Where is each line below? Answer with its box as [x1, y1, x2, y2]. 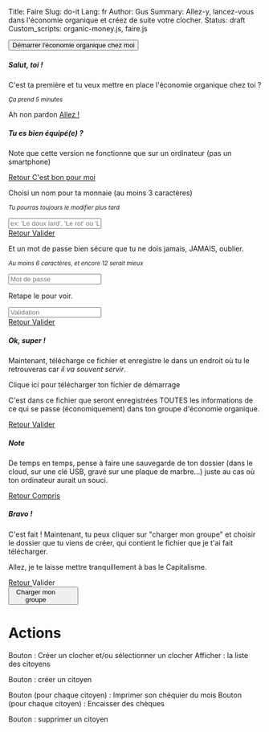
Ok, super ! [8, 335, 46, 345]
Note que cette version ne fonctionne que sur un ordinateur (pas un [8, 148, 232, 157]
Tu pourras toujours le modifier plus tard [8, 203, 120, 211]
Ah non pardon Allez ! [8, 109, 80, 119]
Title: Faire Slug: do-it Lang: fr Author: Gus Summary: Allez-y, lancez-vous [8, 7, 255, 16]
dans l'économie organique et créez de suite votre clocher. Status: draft [8, 15, 246, 25]
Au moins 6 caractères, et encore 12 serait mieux [8, 259, 144, 268]
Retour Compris [8, 490, 60, 501]
